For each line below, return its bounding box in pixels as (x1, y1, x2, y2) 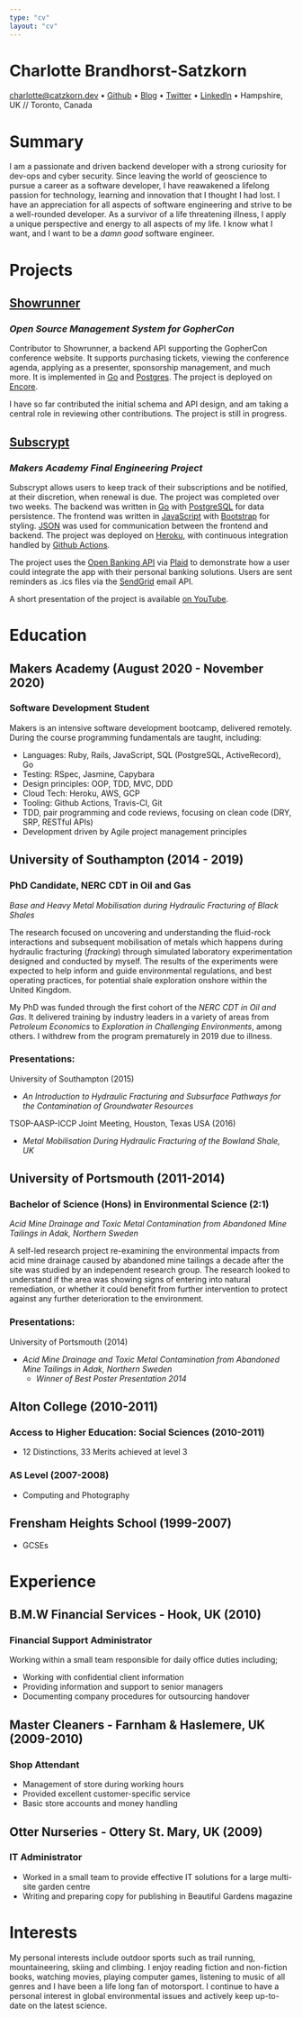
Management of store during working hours (22, 1779, 184, 1790)
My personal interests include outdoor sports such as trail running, (9, 1952, 256, 1963)
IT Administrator (9, 1851, 83, 1864)
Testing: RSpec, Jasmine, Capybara (22, 768, 155, 780)
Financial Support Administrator (9, 1634, 153, 1647)
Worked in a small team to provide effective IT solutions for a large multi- (22, 1871, 292, 1882)
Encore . (9, 381, 39, 392)
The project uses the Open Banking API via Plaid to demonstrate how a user (9, 556, 290, 568)
